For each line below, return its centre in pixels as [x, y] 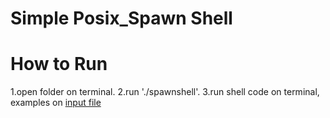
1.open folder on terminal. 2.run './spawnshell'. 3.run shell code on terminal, [165, 92]
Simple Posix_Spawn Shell [121, 18]
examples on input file [56, 103]
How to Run [59, 64]
